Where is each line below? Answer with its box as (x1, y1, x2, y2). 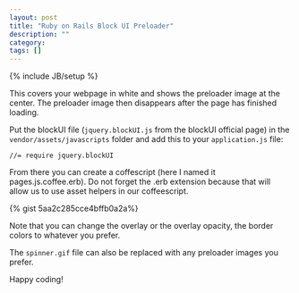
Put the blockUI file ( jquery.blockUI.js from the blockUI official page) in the (9, 124, 290, 135)
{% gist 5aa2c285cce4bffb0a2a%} (9, 203, 139, 214)
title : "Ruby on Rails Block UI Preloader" (9, 21, 175, 30)
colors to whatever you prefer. (9, 230, 121, 241)
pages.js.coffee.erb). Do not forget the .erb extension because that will (9, 176, 271, 188)
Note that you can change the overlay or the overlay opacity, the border (9, 221, 274, 231)
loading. (9, 107, 39, 118)
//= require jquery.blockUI (9, 151, 115, 161)
